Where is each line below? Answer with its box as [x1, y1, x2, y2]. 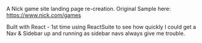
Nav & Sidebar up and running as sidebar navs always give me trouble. [6, 30, 185, 37]
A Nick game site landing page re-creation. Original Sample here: [6, 5, 171, 12]
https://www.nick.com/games [6, 12, 82, 19]
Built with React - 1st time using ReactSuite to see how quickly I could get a [6, 24, 196, 30]
